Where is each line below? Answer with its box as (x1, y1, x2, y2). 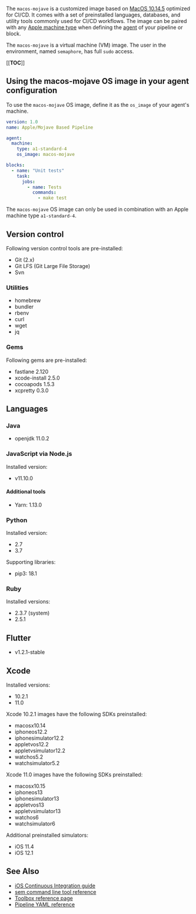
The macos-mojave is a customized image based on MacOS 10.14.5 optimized (6, 5, 190, 12)
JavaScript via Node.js (6, 450, 72, 458)
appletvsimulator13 (14, 808, 61, 814)
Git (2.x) (14, 256, 35, 263)
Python (6, 516, 28, 524)
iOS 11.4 (14, 843, 34, 850)
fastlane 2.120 (14, 368, 49, 375)
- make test (37, 195, 67, 201)
